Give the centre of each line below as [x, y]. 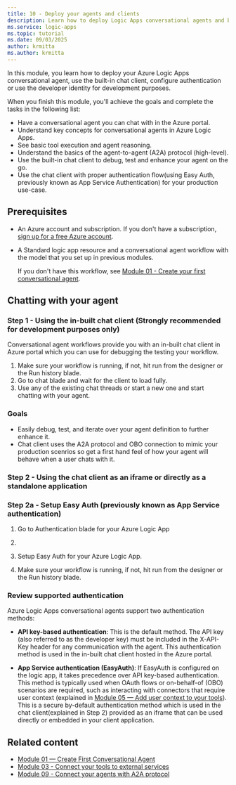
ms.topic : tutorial [36, 33]
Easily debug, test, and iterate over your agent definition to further [113, 429]
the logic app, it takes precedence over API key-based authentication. [118, 675]
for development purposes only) [64, 329]
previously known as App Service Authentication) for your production [118, 182]
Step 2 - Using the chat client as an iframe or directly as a [107, 477]
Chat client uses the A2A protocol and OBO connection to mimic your [118, 444]
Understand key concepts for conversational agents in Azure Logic [114, 130]
